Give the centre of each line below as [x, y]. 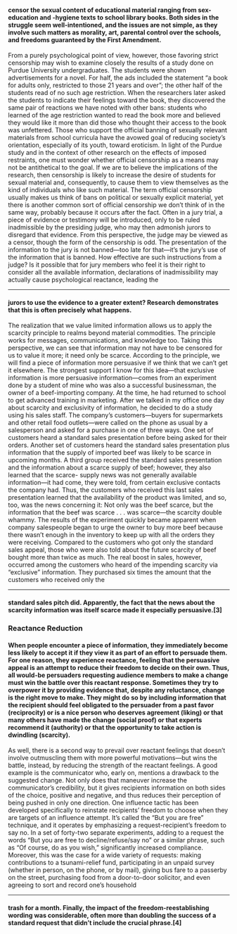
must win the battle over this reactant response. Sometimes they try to [113, 682]
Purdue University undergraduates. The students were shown [97, 70]
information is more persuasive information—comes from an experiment [112, 378]
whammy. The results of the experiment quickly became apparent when [112, 520]
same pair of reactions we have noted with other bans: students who [107, 108]
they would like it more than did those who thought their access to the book [117, 122]
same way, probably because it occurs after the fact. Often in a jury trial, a [115, 213]
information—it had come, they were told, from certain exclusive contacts [114, 483]
